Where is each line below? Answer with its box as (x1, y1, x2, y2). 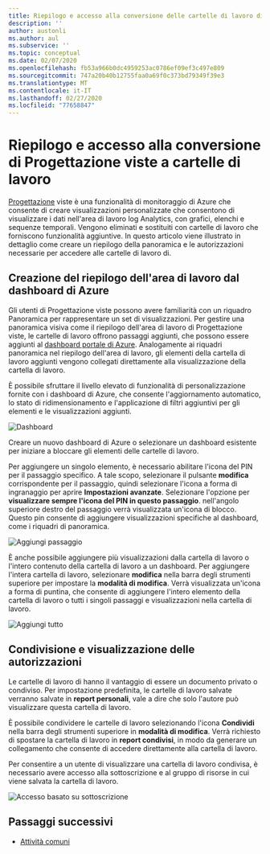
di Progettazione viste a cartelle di (8, 154, 241, 171)
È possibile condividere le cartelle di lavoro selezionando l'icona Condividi (8, 717, 255, 728)
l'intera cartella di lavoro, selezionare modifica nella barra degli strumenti (8, 569, 251, 579)
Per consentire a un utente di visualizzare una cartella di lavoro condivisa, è (8, 759, 259, 769)
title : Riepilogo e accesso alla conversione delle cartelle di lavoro (8, 11, 253, 20)
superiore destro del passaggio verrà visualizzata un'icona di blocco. (8, 504, 237, 514)
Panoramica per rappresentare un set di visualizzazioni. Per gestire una (8, 314, 245, 323)
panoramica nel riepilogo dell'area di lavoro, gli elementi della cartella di (8, 347, 246, 358)
